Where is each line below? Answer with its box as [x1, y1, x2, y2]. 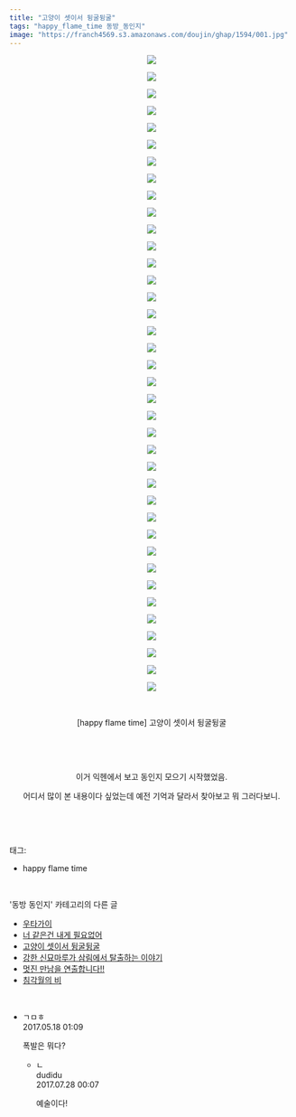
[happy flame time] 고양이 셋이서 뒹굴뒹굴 [76, 718, 227, 728]
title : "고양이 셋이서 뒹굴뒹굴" [9, 13, 116, 23]
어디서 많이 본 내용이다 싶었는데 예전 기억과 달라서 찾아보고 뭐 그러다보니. [23, 791, 281, 802]
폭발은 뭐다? [22, 1040, 66, 1051]
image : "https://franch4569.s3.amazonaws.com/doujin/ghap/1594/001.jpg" [9, 30, 289, 39]
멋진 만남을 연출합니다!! [22, 963, 106, 974]
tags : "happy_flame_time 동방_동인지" [9, 22, 146, 31]
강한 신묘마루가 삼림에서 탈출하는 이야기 [22, 953, 163, 963]
